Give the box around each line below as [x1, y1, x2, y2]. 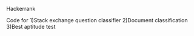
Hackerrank [6, 5, 36, 12]
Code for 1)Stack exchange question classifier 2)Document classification [6, 17, 188, 23]
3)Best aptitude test [6, 23, 56, 30]
